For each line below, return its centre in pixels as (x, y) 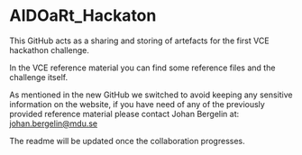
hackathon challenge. (50, 50)
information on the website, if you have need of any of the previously (137, 104)
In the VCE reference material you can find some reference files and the (142, 68)
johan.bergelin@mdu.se (54, 123)
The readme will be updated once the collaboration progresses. (127, 141)
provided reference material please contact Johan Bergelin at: (124, 114)
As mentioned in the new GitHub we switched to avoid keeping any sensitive (151, 95)
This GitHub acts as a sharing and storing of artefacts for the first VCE (139, 41)
